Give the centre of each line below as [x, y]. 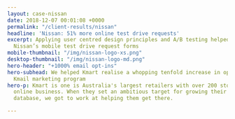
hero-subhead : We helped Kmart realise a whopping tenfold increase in [114, 72]
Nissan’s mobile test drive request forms [76, 46]
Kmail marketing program [50, 79]
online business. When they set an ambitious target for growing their [120, 92]
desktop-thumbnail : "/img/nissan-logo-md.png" [76, 59]
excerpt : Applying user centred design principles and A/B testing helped [119, 40]
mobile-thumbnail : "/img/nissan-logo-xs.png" [74, 53]
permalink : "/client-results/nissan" [62, 27]
